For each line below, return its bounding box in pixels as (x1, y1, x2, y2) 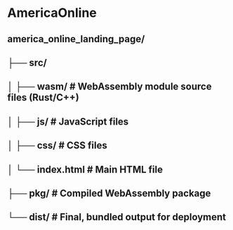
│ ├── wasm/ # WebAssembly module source (7, 81, 212, 93)
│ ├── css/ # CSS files (7, 139, 107, 152)
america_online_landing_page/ (7, 33, 145, 45)
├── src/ (7, 56, 47, 68)
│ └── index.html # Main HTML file (7, 163, 164, 175)
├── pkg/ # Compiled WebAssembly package (7, 187, 211, 199)
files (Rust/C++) (7, 91, 79, 103)
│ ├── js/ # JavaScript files (7, 115, 129, 127)
